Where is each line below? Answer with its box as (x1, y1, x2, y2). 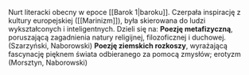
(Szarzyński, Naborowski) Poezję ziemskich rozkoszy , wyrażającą (8, 41, 228, 51)
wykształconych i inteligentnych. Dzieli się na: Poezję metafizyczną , (8, 24, 233, 33)
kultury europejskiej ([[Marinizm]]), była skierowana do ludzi (8, 16, 206, 25)
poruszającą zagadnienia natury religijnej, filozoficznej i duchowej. (8, 32, 227, 42)
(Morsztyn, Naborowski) (8, 58, 88, 67)
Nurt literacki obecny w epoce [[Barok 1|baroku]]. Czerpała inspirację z (8, 8, 241, 17)
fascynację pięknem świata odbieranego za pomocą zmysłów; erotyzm (8, 50, 241, 58)
